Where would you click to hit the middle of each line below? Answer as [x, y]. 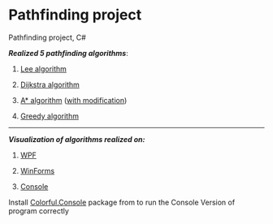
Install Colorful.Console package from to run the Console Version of [122, 202]
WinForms [37, 170]
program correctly [39, 211]
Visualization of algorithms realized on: [77, 139]
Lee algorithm [43, 69]
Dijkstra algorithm [50, 84]
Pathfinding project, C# [48, 37]
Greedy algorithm [50, 116]
